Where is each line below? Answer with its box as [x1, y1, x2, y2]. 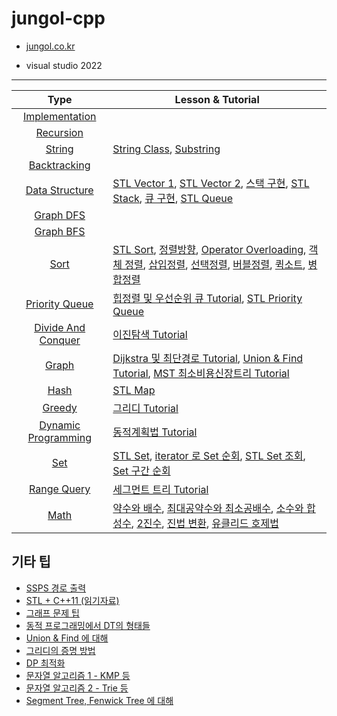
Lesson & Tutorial [174, 92, 260, 106]
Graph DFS [34, 208, 86, 222]
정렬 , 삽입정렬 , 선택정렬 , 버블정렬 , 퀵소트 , [124, 257, 306, 271]
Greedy [42, 400, 78, 414]
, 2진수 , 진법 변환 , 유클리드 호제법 [130, 516, 279, 530]
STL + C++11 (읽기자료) [25, 594, 120, 606]
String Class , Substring [112, 142, 221, 156]
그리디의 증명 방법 [25, 644, 96, 656]
